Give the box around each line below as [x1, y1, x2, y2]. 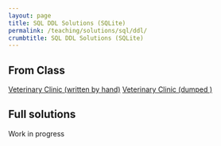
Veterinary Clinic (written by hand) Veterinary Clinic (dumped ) [8, 85, 213, 94]
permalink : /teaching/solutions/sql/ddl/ [8, 26, 148, 34]
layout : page [8, 11, 52, 20]
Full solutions [8, 108, 76, 121]
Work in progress [8, 128, 65, 138]
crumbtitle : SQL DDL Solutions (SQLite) [8, 34, 145, 42]
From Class [8, 63, 65, 77]
